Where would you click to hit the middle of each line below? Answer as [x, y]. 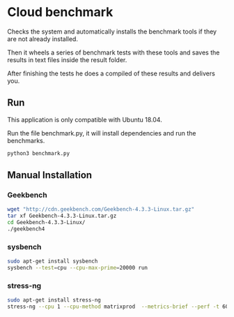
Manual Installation [50, 175]
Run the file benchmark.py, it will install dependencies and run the [102, 133]
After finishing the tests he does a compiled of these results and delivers [111, 73]
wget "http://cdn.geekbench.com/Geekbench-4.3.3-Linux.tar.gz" [101, 209]
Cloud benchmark [60, 12]
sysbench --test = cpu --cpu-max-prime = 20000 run [78, 267]
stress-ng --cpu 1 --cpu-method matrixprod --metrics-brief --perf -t [113, 307]
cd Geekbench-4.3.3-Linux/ [46, 223]
